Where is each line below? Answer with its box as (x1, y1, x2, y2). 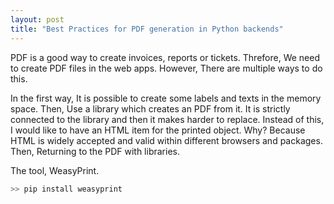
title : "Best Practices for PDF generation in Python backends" (10, 24, 284, 34)
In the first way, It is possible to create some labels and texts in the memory (10, 92, 322, 104)
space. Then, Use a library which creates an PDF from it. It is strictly (10, 102, 291, 115)
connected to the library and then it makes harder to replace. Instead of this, (10, 113, 325, 125)
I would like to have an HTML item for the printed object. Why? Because (10, 124, 306, 136)
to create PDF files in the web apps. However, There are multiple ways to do (10, 62, 323, 74)
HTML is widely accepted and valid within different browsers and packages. (10, 134, 323, 146)
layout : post (10, 14, 65, 25)
